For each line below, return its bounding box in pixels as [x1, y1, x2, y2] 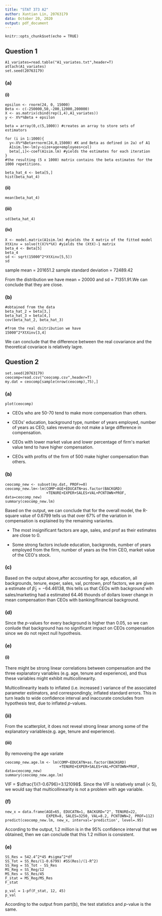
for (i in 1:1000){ [5, 136, 44, 141]
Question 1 [5, 47, 38, 55]
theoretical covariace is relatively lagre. [5, 344, 83, 350]
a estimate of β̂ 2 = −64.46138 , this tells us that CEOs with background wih [5, 585, 153, 592]
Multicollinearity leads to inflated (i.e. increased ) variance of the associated [5, 685, 156, 691]
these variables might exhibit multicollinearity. [5, 675, 96, 681]
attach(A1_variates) [5, 64, 47, 69]
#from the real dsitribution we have [5, 326, 81, 331]
